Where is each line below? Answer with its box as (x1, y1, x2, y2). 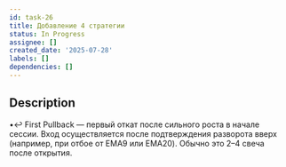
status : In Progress (9, 29, 86, 38)
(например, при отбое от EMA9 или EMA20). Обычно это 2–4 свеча (9, 138, 265, 148)
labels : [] (9, 54, 50, 63)
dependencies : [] (9, 63, 74, 72)
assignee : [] (9, 37, 58, 47)
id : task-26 (9, 12, 53, 22)
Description (9, 95, 75, 111)
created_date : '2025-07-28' (9, 46, 114, 55)
